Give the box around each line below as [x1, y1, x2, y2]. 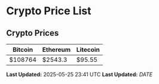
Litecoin [76, 46, 100, 54]
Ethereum [42, 46, 71, 54]
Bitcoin [13, 46, 33, 54]
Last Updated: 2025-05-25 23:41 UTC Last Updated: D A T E [6, 71, 153, 78]
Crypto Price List [6, 4, 91, 18]
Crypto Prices [6, 28, 59, 38]
